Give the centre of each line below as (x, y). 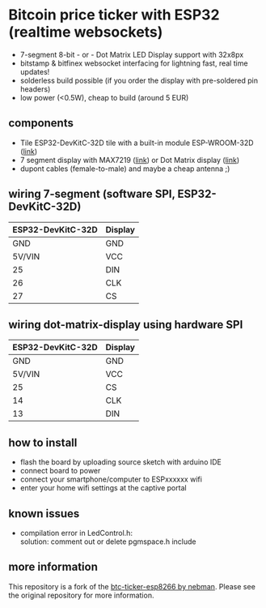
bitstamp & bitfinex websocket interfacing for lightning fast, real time (134, 63)
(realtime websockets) (86, 32)
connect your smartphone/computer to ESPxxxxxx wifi (111, 479)
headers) (35, 89)
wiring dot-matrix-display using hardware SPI (126, 325)
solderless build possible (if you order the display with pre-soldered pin (139, 80)
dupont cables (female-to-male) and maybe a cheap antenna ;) (125, 169)
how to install (43, 442)
